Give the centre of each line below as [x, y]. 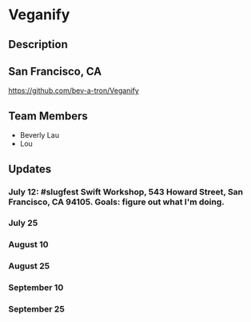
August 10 [29, 244]
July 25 [23, 223]
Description [38, 44]
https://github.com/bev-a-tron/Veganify [74, 91]
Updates [30, 169]
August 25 [29, 266]
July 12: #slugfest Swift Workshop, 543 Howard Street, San [126, 191]
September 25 [37, 309]
